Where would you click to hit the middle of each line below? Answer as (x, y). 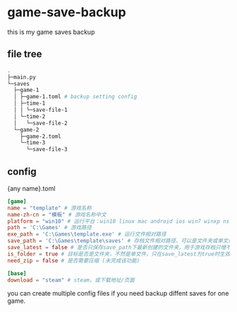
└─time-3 (33, 143)
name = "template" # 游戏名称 (49, 208)
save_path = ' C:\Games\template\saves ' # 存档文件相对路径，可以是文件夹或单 (115, 241)
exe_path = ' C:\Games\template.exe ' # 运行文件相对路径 (87, 234)
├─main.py (22, 77)
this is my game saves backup (51, 32)
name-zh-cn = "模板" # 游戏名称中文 (57, 214)
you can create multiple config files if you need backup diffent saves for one (118, 294)
